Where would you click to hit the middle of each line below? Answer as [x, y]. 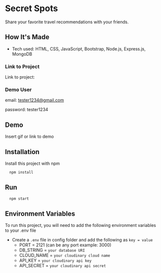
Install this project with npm [33, 163]
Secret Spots [31, 8]
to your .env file [21, 230]
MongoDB [22, 54]
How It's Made [27, 37]
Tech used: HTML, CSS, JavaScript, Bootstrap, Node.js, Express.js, [79, 48]
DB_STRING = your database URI [52, 250]
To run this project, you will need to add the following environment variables [80, 225]
